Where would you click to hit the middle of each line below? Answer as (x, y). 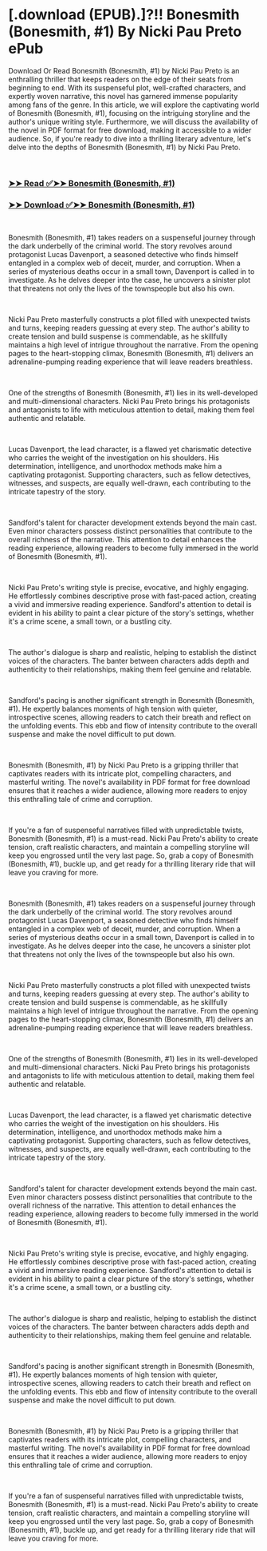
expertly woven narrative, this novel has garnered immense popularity (123, 96)
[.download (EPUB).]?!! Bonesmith (124, 15)
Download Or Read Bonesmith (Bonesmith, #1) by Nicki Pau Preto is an (124, 70)
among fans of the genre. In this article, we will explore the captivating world (134, 105)
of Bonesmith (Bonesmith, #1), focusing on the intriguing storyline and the (130, 113)
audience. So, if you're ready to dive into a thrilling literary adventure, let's (130, 138)
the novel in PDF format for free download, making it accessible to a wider (130, 130)
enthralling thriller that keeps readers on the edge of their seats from (121, 79)
